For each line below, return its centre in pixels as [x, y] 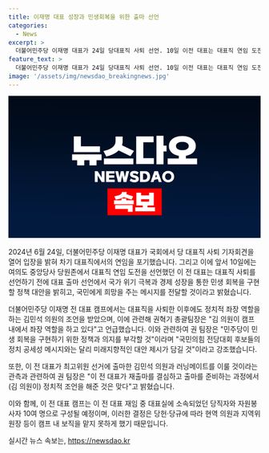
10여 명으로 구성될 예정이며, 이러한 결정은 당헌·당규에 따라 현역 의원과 [131, 414]
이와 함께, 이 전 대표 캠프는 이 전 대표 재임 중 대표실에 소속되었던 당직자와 [122, 404]
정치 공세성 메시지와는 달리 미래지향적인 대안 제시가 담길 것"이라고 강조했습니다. [133, 349]
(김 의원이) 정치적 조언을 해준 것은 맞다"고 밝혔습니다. [91, 386]
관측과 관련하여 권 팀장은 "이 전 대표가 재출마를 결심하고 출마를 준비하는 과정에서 [134, 377]
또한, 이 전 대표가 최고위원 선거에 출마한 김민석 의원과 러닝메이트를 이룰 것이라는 [133, 366]
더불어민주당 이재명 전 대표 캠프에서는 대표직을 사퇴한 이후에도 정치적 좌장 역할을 [134, 309]
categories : [28, 25]
